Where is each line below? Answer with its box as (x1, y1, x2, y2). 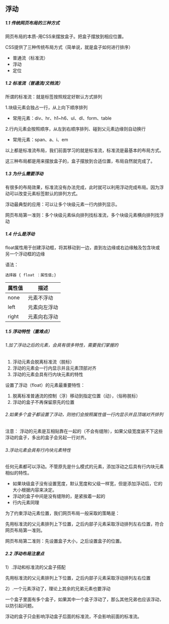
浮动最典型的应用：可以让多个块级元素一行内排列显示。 (5, 201, 120, 207)
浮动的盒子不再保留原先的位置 (12, 399, 74, 405)
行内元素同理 (12, 499, 39, 506)
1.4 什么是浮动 (5, 231, 35, 237)
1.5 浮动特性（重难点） (5, 328, 52, 334)
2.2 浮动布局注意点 (5, 550, 44, 556)
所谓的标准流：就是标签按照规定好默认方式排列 (5, 94, 102, 100)
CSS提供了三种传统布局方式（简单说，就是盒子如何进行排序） (5, 44, 133, 50)
